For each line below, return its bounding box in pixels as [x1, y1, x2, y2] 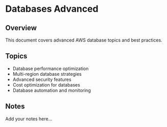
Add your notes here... [5, 116, 53, 122]
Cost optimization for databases [12, 81, 80, 88]
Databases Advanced [5, 3, 99, 15]
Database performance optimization [12, 65, 89, 72]
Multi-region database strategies [12, 71, 82, 77]
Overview [5, 24, 37, 32]
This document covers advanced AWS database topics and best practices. [5, 37, 162, 43]
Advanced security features [12, 76, 71, 82]
